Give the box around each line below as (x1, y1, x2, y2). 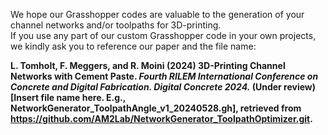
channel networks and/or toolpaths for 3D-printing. (10, 19, 222, 31)
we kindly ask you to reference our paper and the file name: (10, 40, 257, 52)
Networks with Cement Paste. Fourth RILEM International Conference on (10, 70, 319, 82)
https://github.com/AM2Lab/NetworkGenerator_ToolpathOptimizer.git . (10, 113, 313, 124)
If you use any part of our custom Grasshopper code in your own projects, (10, 30, 317, 41)
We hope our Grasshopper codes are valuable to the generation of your (10, 9, 305, 20)
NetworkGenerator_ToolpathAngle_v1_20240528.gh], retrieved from (10, 102, 302, 114)
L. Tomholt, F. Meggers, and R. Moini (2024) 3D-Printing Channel (10, 60, 286, 71)
